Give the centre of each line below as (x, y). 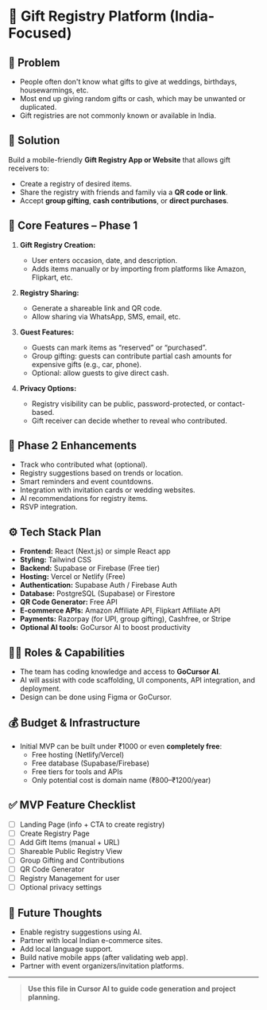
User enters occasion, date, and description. (104, 260)
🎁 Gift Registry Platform (87, 16)
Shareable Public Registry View (71, 851)
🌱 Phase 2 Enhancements (73, 446)
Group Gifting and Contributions (72, 860)
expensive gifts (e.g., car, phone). (86, 364)
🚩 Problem (34, 63)
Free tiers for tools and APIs (77, 771)
